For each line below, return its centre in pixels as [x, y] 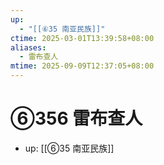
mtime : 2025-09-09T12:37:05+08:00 [82, 66]
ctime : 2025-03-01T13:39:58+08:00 [82, 38]
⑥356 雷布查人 [76, 118]
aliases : [28, 47]
